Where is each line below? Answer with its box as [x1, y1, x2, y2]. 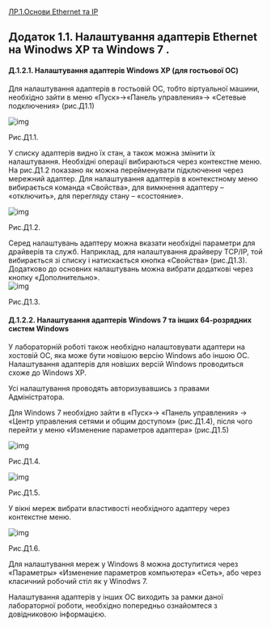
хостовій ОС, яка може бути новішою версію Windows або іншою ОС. [8, 350, 250, 360]
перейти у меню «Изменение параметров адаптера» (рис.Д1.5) [8, 424, 229, 434]
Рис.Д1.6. [8, 543, 40, 553]
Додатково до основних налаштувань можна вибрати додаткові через [8, 263, 253, 274]
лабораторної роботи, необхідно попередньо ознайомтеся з [8, 600, 218, 610]
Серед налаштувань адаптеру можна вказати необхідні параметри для [8, 238, 256, 248]
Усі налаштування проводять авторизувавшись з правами [8, 383, 210, 393]
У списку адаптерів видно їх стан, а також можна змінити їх [8, 147, 216, 157]
